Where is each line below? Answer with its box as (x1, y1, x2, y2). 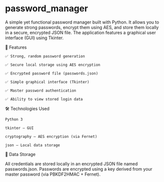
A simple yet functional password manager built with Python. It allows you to (5, 19, 159, 25)
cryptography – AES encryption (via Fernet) (5, 134, 97, 139)
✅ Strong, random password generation (5, 53, 85, 59)
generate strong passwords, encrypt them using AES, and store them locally (5, 24, 159, 30)
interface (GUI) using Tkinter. (5, 35, 64, 41)
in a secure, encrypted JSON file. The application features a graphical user (5, 29, 156, 35)
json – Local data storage (5, 143, 60, 148)
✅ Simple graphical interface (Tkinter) (5, 79, 90, 84)
